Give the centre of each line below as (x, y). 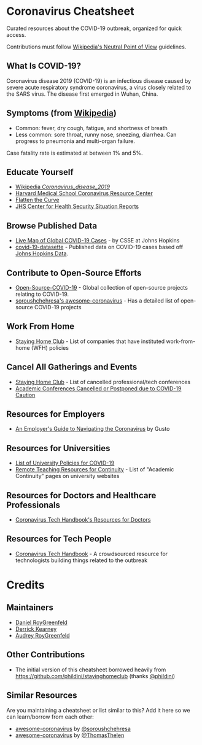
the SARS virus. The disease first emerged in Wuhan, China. (82, 94)
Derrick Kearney (36, 629)
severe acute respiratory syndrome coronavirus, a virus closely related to (99, 87)
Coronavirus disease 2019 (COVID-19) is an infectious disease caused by (99, 80)
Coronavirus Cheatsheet (70, 11)
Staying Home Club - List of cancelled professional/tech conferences (103, 382)
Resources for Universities (58, 448)
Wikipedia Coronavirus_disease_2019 (63, 187)
